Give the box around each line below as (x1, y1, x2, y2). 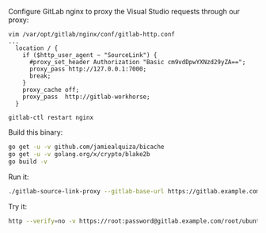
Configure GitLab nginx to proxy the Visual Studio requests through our (8, 7, 240, 16)
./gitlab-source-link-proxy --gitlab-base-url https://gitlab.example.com (8, 187, 260, 195)
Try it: (8, 201, 28, 211)
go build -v (8, 158, 47, 166)
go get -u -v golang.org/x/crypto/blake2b (8, 150, 150, 158)
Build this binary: (8, 128, 63, 137)
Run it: (8, 172, 29, 181)
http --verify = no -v (8, 217, 77, 225)
